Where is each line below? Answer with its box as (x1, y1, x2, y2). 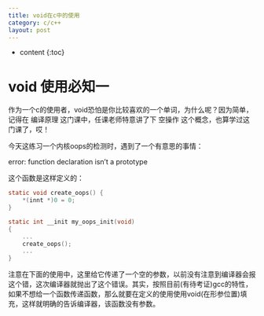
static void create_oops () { (8, 189, 104, 197)
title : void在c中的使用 (8, 11, 80, 20)
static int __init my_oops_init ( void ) (8, 218, 135, 226)
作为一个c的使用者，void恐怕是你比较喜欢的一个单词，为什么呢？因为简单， (8, 105, 253, 115)
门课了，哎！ (8, 125, 49, 134)
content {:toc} (19, 48, 65, 57)
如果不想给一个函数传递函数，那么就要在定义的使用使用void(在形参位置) (8, 289, 241, 299)
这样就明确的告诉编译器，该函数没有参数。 (21, 299, 159, 309)
